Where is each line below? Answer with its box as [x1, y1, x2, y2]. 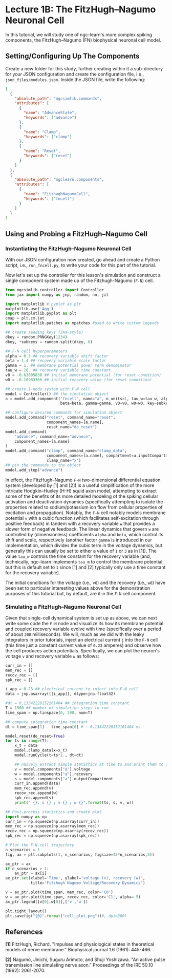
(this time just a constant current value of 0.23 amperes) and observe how [5, 642, 162, 648]
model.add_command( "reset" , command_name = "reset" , [5, 415, 116, 420]
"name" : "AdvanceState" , [24, 110, 77, 116]
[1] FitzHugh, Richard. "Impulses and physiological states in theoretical [5, 941, 155, 947]
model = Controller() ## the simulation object [5, 391, 109, 397]
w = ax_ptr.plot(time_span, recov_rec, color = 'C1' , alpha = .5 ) [5, 894, 141, 899]
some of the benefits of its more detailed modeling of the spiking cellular [5, 493, 159, 499]
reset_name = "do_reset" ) [46, 424, 97, 429]
